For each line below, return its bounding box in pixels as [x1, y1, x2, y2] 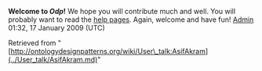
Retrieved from [8, 38, 56, 48]
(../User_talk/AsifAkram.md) [8, 55, 98, 64]
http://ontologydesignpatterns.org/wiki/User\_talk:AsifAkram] [10, 47, 209, 55]
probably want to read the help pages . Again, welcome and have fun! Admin [8, 15, 254, 24]
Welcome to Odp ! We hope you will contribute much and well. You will [8, 7, 236, 16]
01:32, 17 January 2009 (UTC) [8, 23, 106, 32]
